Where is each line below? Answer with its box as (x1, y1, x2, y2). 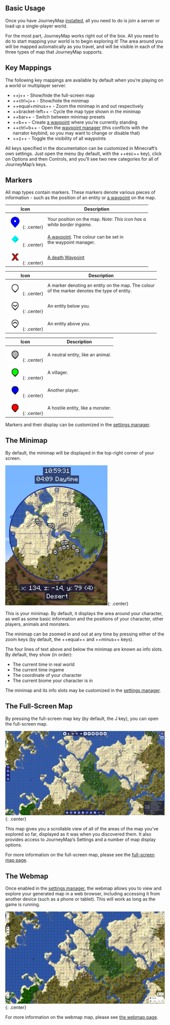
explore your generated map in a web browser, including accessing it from (5, 891, 160, 897)
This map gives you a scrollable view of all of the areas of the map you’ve (5, 826, 158, 832)
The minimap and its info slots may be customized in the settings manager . (5, 687, 161, 693)
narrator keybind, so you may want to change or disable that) (12, 130, 140, 136)
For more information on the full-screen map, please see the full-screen (5, 852, 155, 858)
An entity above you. (47, 321, 91, 327)
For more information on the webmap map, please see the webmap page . (5, 1014, 158, 1020)
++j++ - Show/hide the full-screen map (12, 92, 95, 98)
